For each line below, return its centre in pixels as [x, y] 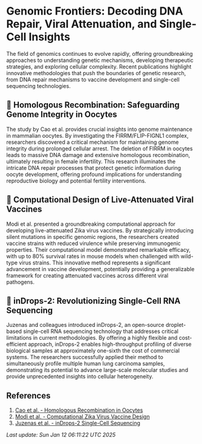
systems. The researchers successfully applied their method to [85, 357]
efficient [17, 345]
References [28, 395]
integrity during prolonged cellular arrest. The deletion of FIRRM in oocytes [99, 148]
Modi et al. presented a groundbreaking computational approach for [91, 224]
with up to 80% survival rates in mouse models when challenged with [93, 256]
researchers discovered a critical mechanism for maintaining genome [93, 142]
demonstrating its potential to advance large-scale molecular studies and [97, 370]
